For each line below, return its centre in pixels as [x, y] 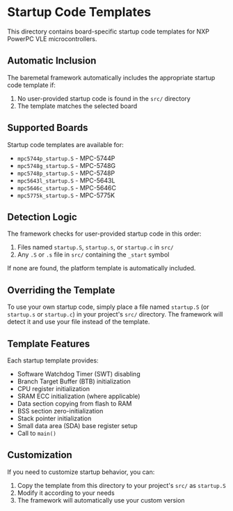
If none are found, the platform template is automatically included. [102, 268]
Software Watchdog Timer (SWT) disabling [79, 374]
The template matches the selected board [77, 106]
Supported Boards [48, 128]
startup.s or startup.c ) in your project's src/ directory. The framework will [115, 314]
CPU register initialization [54, 389]
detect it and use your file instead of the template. [79, 322]
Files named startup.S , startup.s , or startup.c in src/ [95, 247]
